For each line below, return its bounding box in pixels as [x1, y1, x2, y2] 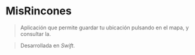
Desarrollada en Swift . [20, 42, 75, 49]
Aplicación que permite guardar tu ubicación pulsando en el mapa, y [20, 24, 189, 31]
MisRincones [5, 4, 72, 18]
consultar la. [20, 30, 51, 37]
